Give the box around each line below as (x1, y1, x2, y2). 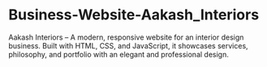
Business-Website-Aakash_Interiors (8, 6, 260, 24)
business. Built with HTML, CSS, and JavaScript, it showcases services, (8, 40, 249, 50)
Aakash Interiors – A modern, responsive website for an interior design (8, 32, 244, 42)
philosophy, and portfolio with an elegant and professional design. (8, 49, 229, 59)
